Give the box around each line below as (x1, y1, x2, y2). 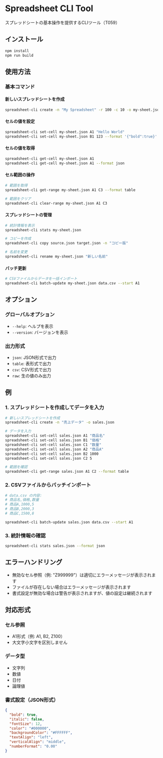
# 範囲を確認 (5, 465, 28, 469)
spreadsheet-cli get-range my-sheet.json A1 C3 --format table (5, 188, 136, 192)
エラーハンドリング (5, 558, 63, 567)
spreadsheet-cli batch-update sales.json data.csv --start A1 (5, 519, 133, 525)
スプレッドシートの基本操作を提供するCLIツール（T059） (5, 19, 120, 25)
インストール (5, 35, 44, 44)
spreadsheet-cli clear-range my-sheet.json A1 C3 (5, 201, 108, 206)
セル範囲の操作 (5, 172, 35, 178)
